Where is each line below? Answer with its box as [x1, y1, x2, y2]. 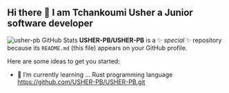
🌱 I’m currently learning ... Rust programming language [17, 70, 173, 79]
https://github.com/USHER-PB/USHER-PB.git [17, 77, 146, 86]
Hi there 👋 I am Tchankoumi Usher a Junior [7, 7, 193, 19]
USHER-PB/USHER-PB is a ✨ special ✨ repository [79, 36, 222, 44]
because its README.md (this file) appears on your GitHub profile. [7, 43, 188, 52]
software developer [7, 18, 93, 30]
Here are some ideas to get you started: [7, 56, 121, 65]
